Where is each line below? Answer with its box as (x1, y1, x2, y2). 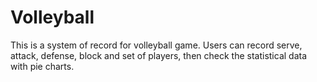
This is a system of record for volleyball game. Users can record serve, (10, 39, 303, 51)
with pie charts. (10, 60, 75, 72)
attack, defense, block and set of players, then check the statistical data (10, 49, 308, 61)
